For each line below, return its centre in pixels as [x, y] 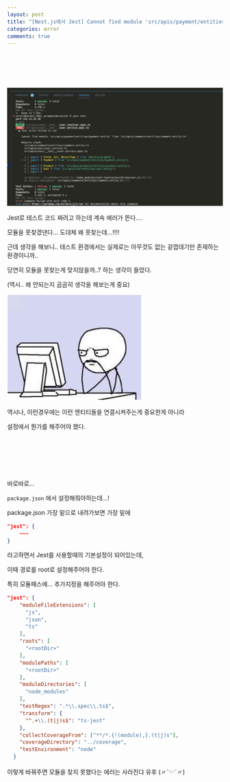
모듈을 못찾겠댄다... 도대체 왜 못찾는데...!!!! [63, 232]
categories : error [33, 29]
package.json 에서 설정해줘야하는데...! [58, 498]
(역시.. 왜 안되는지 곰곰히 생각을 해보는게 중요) [68, 285]
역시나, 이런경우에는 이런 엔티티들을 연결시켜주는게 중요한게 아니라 [96, 412]
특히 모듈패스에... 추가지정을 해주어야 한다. [64, 584]
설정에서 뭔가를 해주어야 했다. [47, 427]
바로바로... [21, 483]
